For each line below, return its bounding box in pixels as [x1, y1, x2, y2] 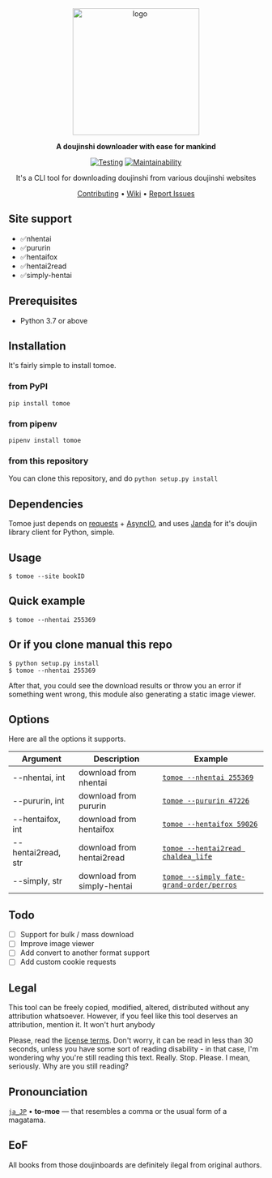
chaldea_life [162, 852, 213, 862]
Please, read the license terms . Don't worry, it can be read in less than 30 [8, 1035, 253, 1045]
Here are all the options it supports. [8, 734, 126, 744]
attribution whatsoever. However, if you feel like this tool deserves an [8, 1011, 239, 1021]
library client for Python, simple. [8, 527, 115, 538]
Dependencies [8, 497, 83, 511]
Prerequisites [8, 294, 78, 308]
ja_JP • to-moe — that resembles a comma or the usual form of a [8, 1107, 227, 1116]
